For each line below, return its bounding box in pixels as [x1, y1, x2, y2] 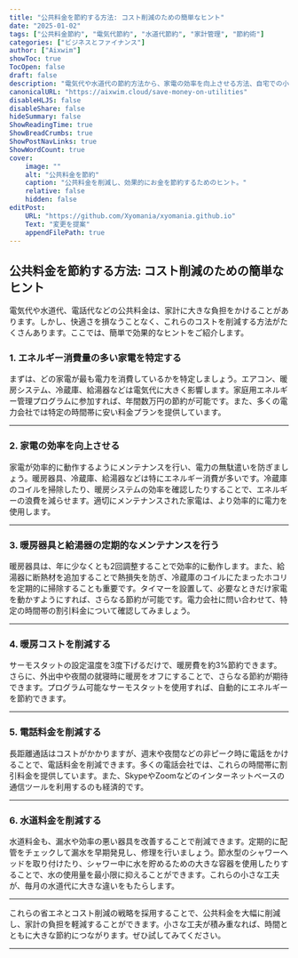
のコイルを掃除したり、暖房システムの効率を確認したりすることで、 [9, 484, 257, 495]
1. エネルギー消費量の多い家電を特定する [9, 352, 182, 365]
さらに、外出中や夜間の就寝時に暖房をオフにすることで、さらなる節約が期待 [9, 671, 288, 681]
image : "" [25, 162, 62, 171]
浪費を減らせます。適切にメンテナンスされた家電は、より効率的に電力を [24, 495, 288, 505]
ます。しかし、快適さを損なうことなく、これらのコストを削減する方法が [16, 317, 281, 327]
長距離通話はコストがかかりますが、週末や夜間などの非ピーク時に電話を [9, 748, 273, 759]
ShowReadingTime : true [9, 121, 93, 130]
